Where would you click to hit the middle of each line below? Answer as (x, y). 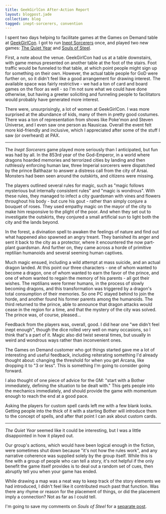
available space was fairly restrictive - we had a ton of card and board (76, 84)
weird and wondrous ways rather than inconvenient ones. (63, 340)
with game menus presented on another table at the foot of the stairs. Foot (81, 63)
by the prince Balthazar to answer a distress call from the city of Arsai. (77, 171)
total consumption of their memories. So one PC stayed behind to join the (80, 294)
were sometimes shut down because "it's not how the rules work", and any (81, 451)
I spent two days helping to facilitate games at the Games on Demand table (82, 38)
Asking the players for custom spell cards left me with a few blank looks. (79, 406)
